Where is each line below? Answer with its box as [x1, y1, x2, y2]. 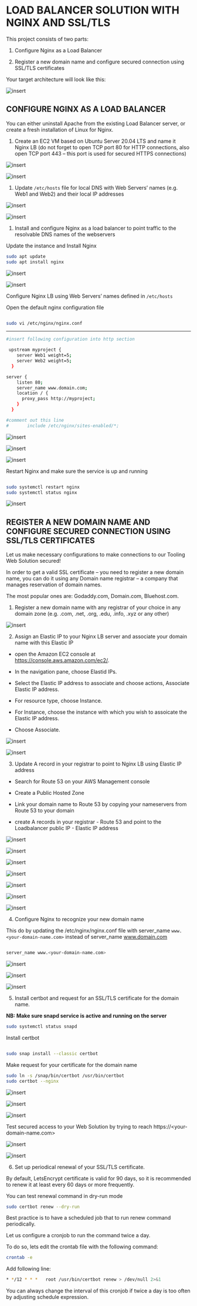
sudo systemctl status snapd [6, 1023, 77, 1030]
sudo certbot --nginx [6, 1078, 59, 1084]
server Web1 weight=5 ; [16, 352, 72, 358]
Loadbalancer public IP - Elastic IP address [14, 825, 118, 832]
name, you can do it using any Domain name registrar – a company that [6, 575, 178, 582]
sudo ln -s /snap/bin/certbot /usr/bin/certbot [6, 1073, 125, 1079]
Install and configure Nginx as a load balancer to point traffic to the [14, 224, 177, 231]
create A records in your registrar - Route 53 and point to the [14, 818, 162, 825]
